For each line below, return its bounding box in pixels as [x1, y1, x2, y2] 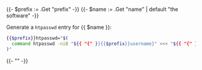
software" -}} [6, 12, 39, 19]
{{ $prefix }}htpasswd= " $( [6, 35, 69, 41]
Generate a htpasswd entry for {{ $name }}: [6, 24, 112, 31]
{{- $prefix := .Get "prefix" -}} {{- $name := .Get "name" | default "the [6, 6, 179, 13]
